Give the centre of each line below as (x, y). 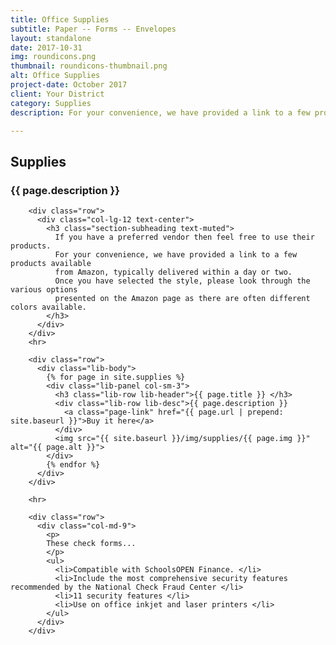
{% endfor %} (73, 465)
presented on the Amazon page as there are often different (182, 299)
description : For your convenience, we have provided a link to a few (160, 112)
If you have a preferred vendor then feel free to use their (184, 237)
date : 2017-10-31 (46, 47)
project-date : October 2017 (69, 85)
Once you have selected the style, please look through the (182, 281)
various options (44, 290)
